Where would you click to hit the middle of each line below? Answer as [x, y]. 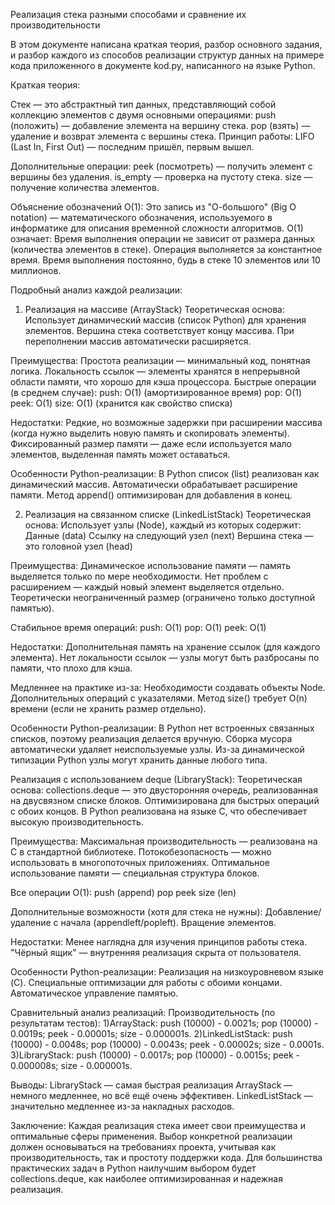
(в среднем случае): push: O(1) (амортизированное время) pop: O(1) [156, 392]
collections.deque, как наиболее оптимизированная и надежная [146, 1178]
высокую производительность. [77, 822]
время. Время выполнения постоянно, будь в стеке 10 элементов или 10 [165, 260]
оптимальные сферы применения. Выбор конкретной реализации [151, 1136]
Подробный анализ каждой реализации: [96, 290]
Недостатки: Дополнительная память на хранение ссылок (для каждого [165, 647]
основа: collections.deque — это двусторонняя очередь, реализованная [164, 790]
